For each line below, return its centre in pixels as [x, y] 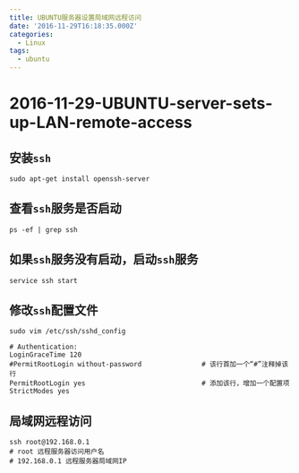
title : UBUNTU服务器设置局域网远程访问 [75, 17]
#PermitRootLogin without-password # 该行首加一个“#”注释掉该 [149, 365]
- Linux [32, 43]
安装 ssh [30, 158]
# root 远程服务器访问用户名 [57, 452]
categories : [31, 34]
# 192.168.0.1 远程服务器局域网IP [68, 461]
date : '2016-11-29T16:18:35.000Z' [74, 26]
